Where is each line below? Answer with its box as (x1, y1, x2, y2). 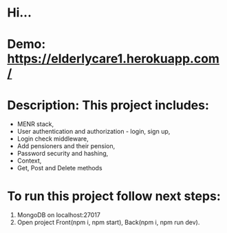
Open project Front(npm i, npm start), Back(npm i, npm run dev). (17, 219, 200, 227)
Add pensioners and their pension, (17, 142, 116, 150)
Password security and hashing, (17, 150, 109, 158)
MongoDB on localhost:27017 (17, 211, 101, 219)
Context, (17, 156, 42, 165)
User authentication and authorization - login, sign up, (17, 128, 171, 136)
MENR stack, (17, 120, 54, 128)
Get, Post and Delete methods (17, 164, 102, 172)
